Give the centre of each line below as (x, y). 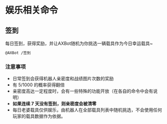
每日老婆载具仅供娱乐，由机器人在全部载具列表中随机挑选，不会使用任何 (87, 110)
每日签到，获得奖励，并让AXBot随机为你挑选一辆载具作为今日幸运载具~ (79, 43)
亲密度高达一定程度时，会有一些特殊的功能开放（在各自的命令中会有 (83, 91)
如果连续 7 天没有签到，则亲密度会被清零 (54, 104)
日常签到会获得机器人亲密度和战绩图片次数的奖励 (63, 79)
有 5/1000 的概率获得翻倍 (39, 85)
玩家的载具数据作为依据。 (39, 116)
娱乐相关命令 (32, 10)
